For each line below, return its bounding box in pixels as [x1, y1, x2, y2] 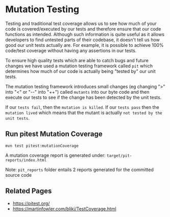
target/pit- [106, 153, 132, 158]
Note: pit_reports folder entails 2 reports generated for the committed [5, 167, 154, 173]
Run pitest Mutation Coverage [5, 130, 103, 139]
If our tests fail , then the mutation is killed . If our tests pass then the [5, 104, 159, 110]
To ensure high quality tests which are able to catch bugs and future [5, 57, 149, 63]
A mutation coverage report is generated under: [5, 152, 106, 158]
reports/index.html [5, 157, 47, 162]
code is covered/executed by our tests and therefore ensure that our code [5, 25, 161, 32]
